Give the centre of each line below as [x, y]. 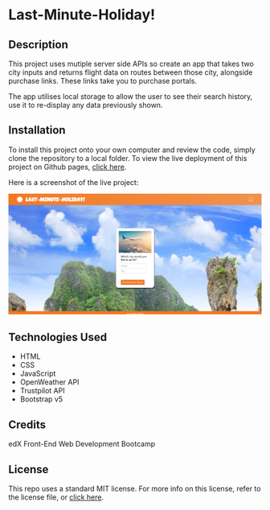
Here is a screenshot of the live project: [74, 182]
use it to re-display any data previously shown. [86, 105]
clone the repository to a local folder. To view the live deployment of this [128, 158]
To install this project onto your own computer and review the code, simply [132, 150]
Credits [27, 424]
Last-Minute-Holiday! [82, 15]
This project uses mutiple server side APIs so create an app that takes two [131, 64]
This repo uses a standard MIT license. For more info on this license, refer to [135, 488]
